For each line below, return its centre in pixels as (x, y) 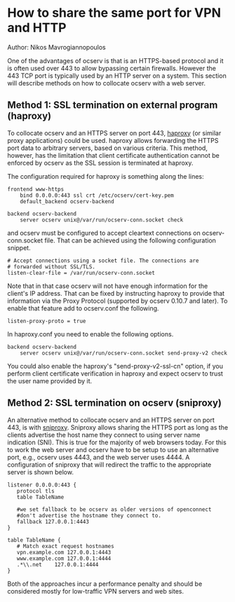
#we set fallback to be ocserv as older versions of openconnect (114, 509)
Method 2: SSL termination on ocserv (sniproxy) (115, 403)
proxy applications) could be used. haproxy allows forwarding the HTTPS (113, 140)
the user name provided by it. (50, 381)
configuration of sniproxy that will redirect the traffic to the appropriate (109, 465)
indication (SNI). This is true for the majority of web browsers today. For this (117, 442)
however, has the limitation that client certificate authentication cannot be (113, 155)
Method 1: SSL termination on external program (113, 105)
